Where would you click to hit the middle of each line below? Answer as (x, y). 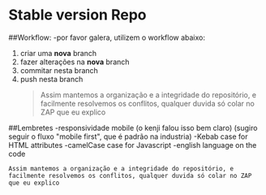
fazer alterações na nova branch (75, 62)
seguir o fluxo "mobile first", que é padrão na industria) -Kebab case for (129, 136)
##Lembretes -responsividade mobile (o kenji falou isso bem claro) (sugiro (133, 128)
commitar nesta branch (59, 70)
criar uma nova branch (58, 53)
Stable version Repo (77, 15)
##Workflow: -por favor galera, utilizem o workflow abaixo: (107, 37)
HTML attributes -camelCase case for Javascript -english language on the (133, 145)
